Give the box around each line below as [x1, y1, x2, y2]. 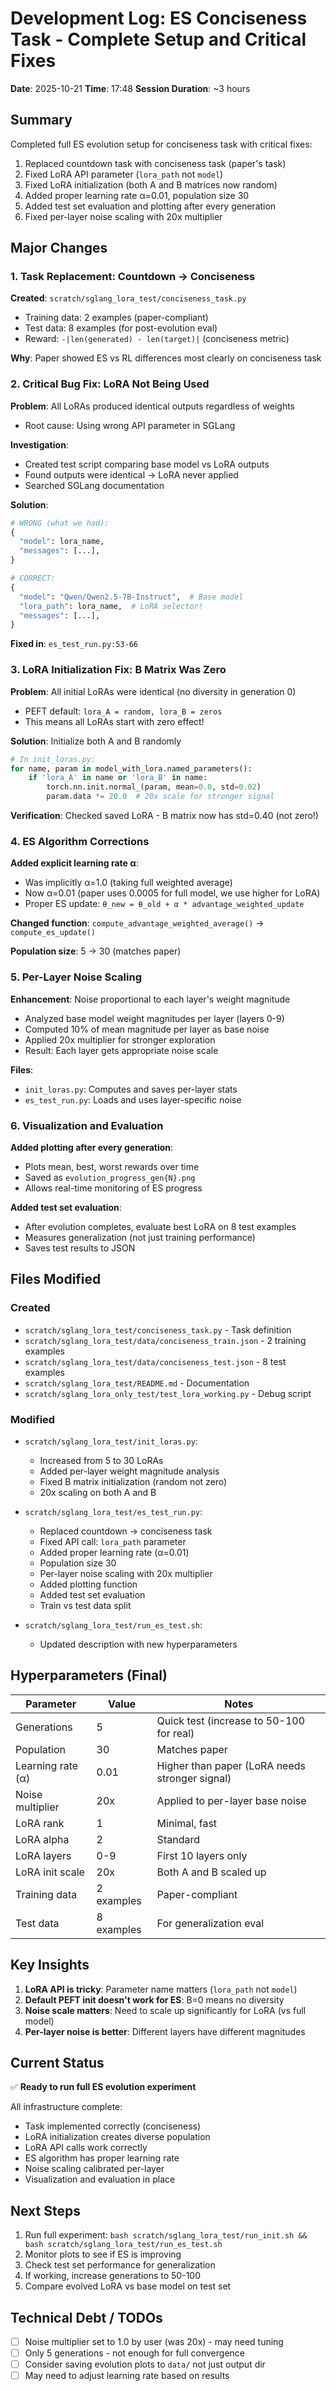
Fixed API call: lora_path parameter [39, 1535, 187, 1547]
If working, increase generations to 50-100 [24, 2270, 202, 2282]
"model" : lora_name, [19, 537, 105, 547]
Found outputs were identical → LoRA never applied [24, 468, 239, 481]
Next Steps [10, 2202, 81, 2219]
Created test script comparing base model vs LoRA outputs [24, 458, 270, 470]
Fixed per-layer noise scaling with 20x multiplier [24, 210, 223, 222]
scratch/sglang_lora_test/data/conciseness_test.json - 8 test [24, 1355, 287, 1367]
